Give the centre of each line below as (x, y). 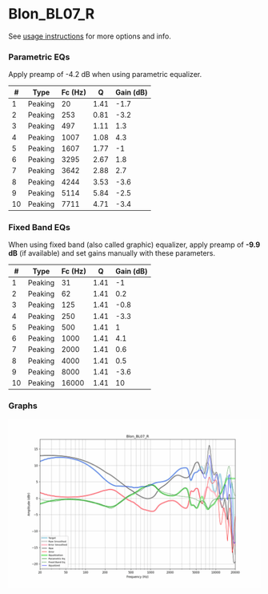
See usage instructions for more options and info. (90, 36)
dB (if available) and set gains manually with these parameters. (112, 253)
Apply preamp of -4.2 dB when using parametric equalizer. (105, 75)
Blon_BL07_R (52, 14)
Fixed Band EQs (39, 227)
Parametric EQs (39, 57)
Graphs (23, 406)
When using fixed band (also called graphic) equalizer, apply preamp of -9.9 (134, 244)
